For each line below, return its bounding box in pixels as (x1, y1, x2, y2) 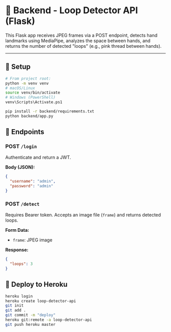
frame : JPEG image (12, 237, 52, 243)
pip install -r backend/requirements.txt (5, 109, 95, 114)
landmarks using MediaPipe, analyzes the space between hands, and (5, 38, 151, 44)
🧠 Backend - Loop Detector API (5, 5, 138, 16)
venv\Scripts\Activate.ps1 (5, 100, 63, 105)
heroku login (5, 293, 33, 299)
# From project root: (5, 76, 51, 81)
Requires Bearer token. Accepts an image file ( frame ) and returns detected (5, 212, 161, 218)
